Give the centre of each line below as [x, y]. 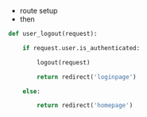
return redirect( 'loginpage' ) [87, 77]
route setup [39, 11]
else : [32, 91]
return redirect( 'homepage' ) [85, 106]
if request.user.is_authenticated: [81, 48]
